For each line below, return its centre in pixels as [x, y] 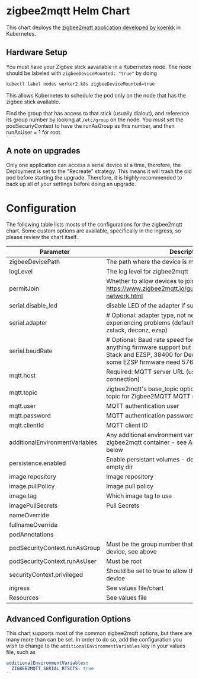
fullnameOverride [33, 525]
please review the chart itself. [42, 237]
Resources [24, 598]
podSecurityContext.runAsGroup [55, 548]
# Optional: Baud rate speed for [150, 340]
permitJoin [24, 288]
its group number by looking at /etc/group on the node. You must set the [95, 120]
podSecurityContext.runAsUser [53, 561]
